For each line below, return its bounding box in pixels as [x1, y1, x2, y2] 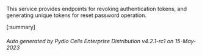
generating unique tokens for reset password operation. [6, 12, 147, 19]
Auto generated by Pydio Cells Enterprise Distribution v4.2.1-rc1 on [6, 37, 174, 44]
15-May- [175, 37, 197, 44]
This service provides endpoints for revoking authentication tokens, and [6, 5, 187, 12]
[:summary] [6, 24, 35, 30]
